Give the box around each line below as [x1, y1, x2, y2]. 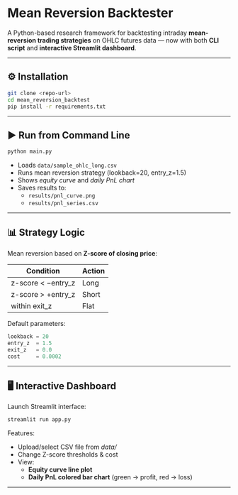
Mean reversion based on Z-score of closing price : [7, 249, 158, 257]
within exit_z [11, 300, 52, 310]
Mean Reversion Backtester [7, 5, 174, 21]
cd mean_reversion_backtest [7, 96, 91, 104]
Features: [7, 429, 35, 437]
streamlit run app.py [7, 416, 72, 423]
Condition [25, 266, 60, 276]
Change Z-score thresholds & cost [17, 450, 118, 459]
